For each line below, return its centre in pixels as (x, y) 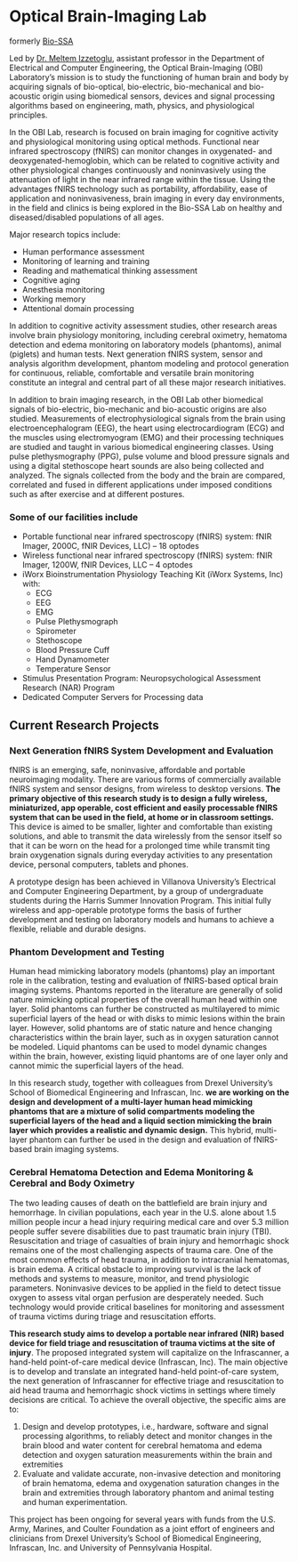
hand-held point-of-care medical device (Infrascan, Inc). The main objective (149, 1362)
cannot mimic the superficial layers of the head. (97, 1066)
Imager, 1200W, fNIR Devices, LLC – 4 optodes (107, 565)
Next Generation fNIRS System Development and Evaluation (141, 751)
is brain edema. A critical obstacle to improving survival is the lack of (135, 1268)
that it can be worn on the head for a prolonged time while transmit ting (140, 845)
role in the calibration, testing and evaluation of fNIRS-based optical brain (144, 981)
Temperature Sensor (73, 669)
